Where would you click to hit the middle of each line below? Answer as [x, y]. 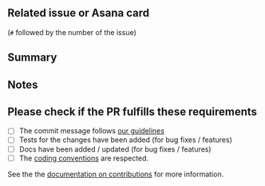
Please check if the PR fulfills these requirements [132, 111]
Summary [32, 58]
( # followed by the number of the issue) [72, 32]
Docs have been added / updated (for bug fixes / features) [115, 149]
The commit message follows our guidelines [92, 131]
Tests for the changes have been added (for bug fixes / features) [125, 140]
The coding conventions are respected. [84, 158]
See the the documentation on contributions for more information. [116, 174]
